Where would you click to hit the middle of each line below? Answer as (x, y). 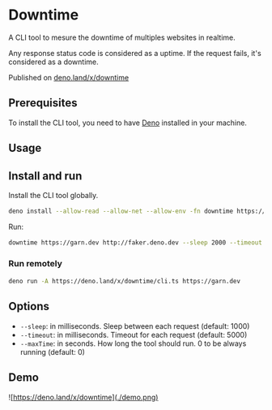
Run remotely (35, 263)
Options (29, 306)
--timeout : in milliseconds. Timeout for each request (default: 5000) (134, 334)
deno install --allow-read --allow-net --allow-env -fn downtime (121, 211)
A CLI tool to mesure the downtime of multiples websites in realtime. (122, 37)
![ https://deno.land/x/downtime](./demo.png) (83, 397)
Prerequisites (43, 103)
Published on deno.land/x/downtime (69, 77)
